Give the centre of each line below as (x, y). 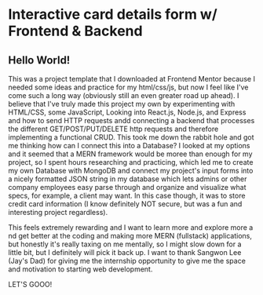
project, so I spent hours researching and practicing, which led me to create (131, 162)
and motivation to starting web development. (80, 269)
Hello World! (39, 60)
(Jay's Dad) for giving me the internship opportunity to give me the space (127, 261)
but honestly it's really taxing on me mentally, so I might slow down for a (125, 244)
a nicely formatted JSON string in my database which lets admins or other (128, 179)
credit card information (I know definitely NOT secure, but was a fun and (125, 204)
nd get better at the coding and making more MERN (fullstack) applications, (130, 236)
